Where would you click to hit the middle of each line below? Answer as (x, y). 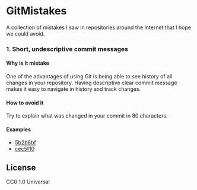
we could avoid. (26, 33)
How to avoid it (25, 103)
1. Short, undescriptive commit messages (67, 49)
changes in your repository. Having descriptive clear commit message (92, 83)
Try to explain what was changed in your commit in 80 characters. (87, 116)
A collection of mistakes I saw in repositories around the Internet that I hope (99, 27)
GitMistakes (36, 11)
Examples (19, 129)
